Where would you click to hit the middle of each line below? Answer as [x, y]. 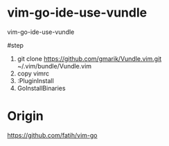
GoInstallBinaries [41, 88]
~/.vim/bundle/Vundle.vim [54, 66]
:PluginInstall [35, 80]
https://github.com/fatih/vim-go [53, 135]
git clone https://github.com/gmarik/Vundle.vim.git [89, 58]
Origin [25, 116]
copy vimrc [33, 73]
